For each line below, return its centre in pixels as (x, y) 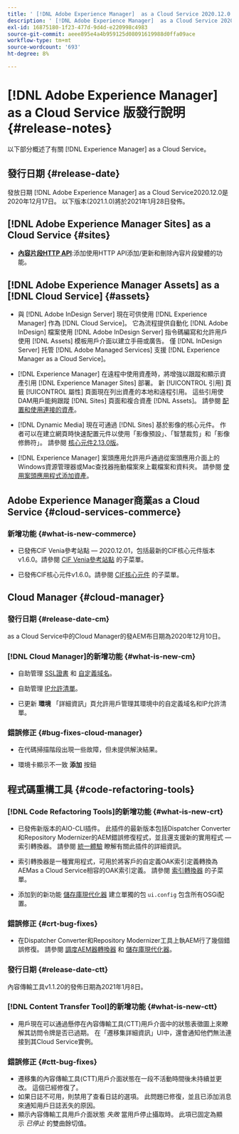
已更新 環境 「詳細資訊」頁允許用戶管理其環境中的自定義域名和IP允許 (119, 703)
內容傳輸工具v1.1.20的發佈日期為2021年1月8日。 (77, 986)
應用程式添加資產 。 (65, 476)
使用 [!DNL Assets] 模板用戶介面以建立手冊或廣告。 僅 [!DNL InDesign (120, 341)
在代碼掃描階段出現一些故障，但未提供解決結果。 (89, 749)
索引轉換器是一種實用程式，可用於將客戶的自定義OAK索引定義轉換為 (118, 861)
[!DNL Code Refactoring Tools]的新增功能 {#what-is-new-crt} (116, 811)
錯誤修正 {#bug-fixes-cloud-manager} (75, 732)
